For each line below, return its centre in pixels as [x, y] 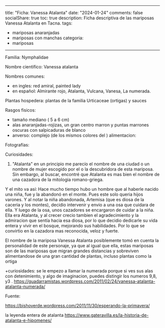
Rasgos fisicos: [20, 110]
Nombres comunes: [25, 76]
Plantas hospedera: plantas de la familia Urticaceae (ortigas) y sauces [76, 101]
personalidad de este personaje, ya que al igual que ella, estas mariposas [79, 246]
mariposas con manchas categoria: [48, 38]
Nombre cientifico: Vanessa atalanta [42, 67]
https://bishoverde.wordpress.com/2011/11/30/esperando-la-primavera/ [78, 306]
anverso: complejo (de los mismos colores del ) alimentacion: [74, 135]
